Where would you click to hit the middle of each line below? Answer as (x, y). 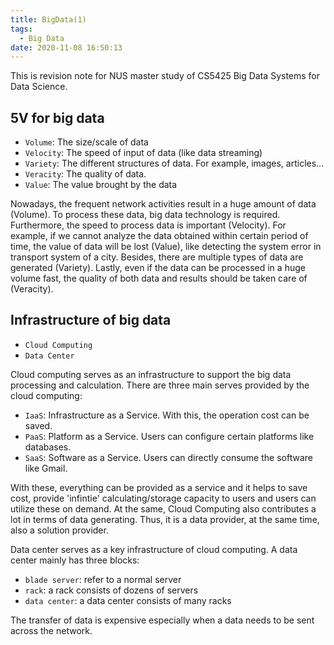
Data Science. (39, 87)
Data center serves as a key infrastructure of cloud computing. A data (154, 549)
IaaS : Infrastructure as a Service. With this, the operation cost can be (167, 415)
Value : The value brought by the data (101, 185)
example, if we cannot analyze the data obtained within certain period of (159, 236)
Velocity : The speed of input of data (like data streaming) (143, 153)
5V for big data (57, 117)
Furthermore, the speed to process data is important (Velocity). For (148, 225)
